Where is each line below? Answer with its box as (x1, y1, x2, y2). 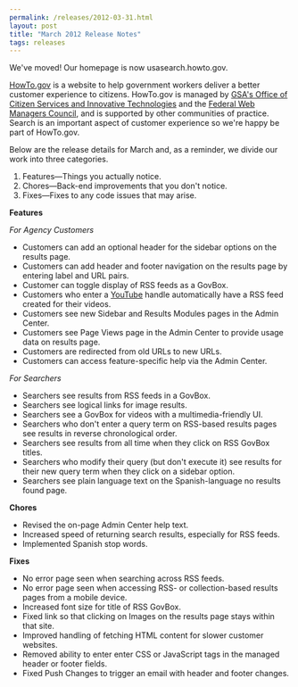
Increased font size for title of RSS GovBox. (21, 601, 181, 612)
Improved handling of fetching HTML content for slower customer (21, 630, 264, 641)
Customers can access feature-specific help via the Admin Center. (21, 356, 268, 367)
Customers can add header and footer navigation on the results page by (21, 261, 288, 272)
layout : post (9, 21, 58, 30)
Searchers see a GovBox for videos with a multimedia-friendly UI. (21, 410, 263, 420)
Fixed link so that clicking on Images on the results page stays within (21, 611, 275, 622)
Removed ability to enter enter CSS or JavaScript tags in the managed (21, 649, 280, 660)
